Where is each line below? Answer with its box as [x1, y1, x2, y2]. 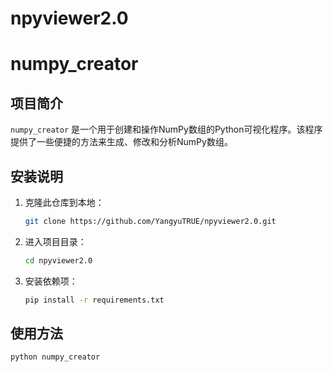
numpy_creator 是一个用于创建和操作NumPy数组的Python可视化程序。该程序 [10, 123, 323, 136]
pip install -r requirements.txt [24, 295, 165, 305]
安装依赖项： [24, 275, 78, 287]
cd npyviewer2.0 [24, 255, 93, 266]
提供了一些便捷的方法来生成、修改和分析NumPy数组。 [10, 136, 233, 148]
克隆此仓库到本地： [24, 197, 105, 208]
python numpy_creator [10, 352, 101, 362]
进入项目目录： [24, 235, 87, 247]
